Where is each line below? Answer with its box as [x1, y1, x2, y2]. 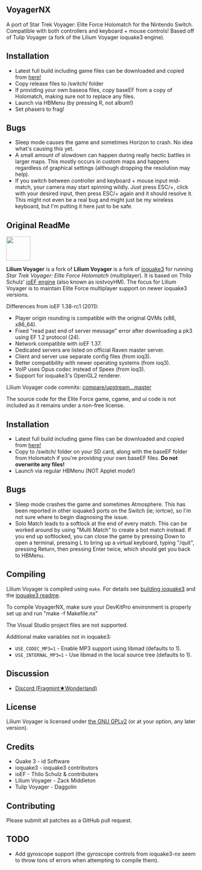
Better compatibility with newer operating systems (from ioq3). [14, 359, 171, 367]
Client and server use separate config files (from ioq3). [14, 353, 151, 360]
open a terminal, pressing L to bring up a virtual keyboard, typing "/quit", [14, 539, 195, 546]
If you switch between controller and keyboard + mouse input [14, 177, 168, 184]
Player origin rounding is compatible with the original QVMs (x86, [14, 314, 176, 322]
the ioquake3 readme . [6, 591, 61, 598]
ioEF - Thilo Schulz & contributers [14, 771, 99, 778]
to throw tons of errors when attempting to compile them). [14, 856, 159, 863]
